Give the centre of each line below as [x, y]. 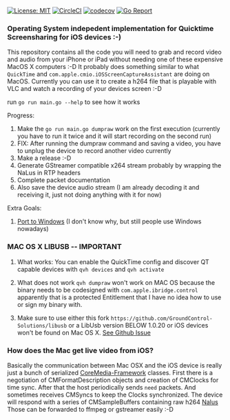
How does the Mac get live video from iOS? [80, 350]
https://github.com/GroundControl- [162, 318]
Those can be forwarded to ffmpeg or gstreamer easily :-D [91, 409]
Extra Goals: [24, 208]
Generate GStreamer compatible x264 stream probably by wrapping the [119, 166]
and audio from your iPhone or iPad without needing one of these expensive [115, 59]
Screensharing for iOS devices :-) [64, 37]
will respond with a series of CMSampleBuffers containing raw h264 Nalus [113, 402]
